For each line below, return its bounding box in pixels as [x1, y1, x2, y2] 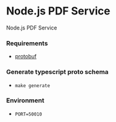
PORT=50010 [14, 111, 42, 117]
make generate [14, 82, 50, 88]
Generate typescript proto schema [6, 68, 109, 76]
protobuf [14, 53, 37, 60]
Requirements [6, 39, 48, 47]
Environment [6, 96, 45, 105]
